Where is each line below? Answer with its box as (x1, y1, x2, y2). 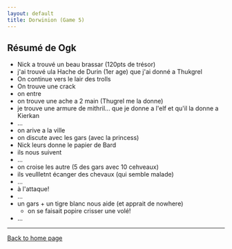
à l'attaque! (17, 185, 50, 193)
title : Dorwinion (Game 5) (7, 17, 85, 23)
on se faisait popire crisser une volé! (27, 207, 131, 215)
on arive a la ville (17, 126, 66, 135)
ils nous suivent (17, 148, 62, 157)
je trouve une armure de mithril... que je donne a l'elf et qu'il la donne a (17, 104, 219, 112)
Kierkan (17, 112, 40, 120)
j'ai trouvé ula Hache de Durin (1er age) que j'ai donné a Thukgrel (17, 68, 202, 76)
